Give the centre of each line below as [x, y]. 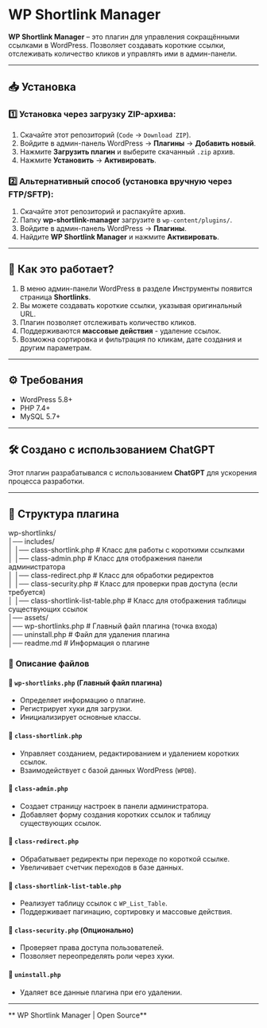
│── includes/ [32, 541]
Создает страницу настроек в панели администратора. [114, 806]
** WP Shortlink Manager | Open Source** [77, 1015]
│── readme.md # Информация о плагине [79, 643]
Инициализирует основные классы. [80, 717]
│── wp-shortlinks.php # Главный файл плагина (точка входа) [113, 626]
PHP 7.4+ [35, 408]
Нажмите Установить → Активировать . [88, 160]
